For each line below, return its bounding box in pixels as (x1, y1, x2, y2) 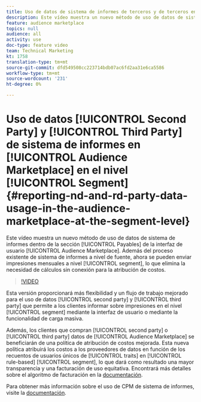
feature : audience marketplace (6, 20, 84, 26)
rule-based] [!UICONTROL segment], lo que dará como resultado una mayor (6, 358, 194, 365)
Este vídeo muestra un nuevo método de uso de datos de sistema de (6, 234, 175, 241)
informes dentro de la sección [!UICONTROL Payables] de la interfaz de (6, 241, 183, 248)
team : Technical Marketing (6, 48, 74, 54)
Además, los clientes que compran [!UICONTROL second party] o (6, 326, 168, 334)
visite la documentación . (6, 389, 67, 396)
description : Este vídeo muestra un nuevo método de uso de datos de (6, 14, 184, 20)
